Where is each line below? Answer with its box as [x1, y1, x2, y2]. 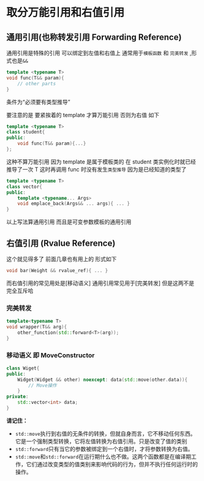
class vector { [6, 183, 43, 190]
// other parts [17, 80, 56, 86]
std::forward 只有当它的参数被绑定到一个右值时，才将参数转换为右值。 [15, 445, 194, 452]
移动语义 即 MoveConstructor [6, 350, 95, 359]
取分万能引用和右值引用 [6, 6, 125, 20]
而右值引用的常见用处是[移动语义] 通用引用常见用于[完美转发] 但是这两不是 [6, 279, 195, 287]
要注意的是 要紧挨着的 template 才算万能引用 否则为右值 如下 [6, 111, 159, 118]
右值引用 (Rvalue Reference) [6, 238, 116, 248]
